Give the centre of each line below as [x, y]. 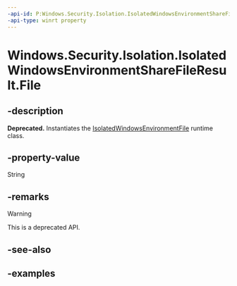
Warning [19, 214]
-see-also [29, 250]
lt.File [24, 85]
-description [35, 111]
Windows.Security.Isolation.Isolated [117, 55]
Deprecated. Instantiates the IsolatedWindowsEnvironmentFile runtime [110, 128]
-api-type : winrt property [47, 20]
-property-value [44, 157]
